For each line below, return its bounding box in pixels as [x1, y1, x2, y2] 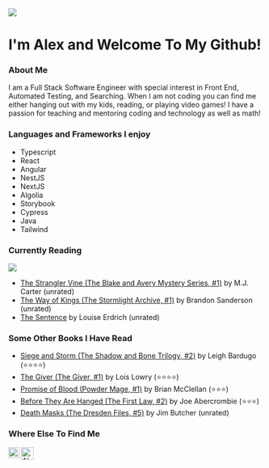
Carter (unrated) [19, 287, 75, 297]
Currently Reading [8, 244, 82, 255]
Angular [19, 164, 47, 174]
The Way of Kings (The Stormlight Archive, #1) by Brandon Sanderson [19, 295, 253, 306]
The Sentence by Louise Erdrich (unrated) [19, 313, 160, 323]
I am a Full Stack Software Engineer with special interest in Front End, [8, 82, 239, 92]
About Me [8, 65, 48, 76]
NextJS [19, 181, 45, 191]
